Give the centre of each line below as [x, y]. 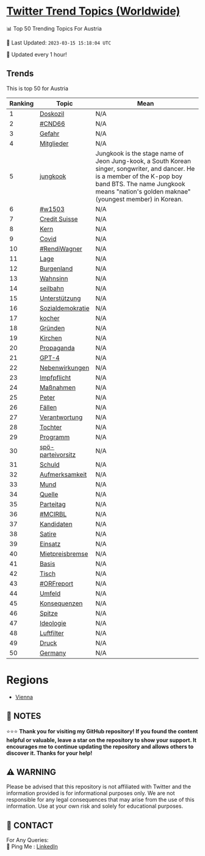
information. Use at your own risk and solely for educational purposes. [95, 806]
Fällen [48, 407]
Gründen [52, 328]
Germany [53, 653]
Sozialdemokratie [64, 308]
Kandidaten [56, 524]
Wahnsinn [54, 278]
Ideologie [53, 623]
